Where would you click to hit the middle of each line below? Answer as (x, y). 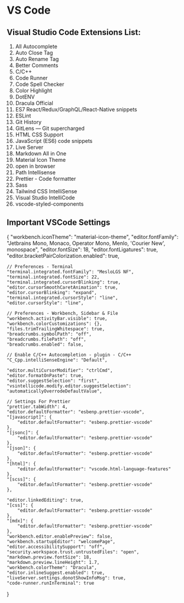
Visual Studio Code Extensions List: (74, 32)
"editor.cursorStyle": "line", (45, 303)
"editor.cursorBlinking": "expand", (52, 292)
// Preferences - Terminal (40, 267)
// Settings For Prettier (38, 401)
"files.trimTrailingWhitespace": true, (56, 329)
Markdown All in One (41, 154)
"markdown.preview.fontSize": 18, (49, 557)
